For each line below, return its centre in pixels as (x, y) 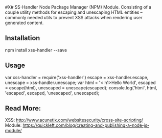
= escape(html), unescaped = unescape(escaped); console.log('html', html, (81, 87)
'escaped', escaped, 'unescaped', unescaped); (52, 93)
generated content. (24, 23)
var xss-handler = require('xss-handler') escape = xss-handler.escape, (77, 77)
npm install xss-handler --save (36, 50)
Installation (23, 38)
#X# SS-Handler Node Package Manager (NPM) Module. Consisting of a (78, 7)
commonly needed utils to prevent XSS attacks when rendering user (74, 17)
